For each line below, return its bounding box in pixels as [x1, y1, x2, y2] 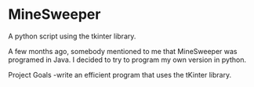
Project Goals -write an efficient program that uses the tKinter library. [8, 70, 232, 79]
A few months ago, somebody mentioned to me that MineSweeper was [8, 46, 238, 56]
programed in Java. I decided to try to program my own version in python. [8, 55, 247, 64]
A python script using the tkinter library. [8, 31, 136, 41]
